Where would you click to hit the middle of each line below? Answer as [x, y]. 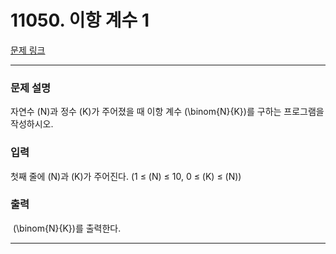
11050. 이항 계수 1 [80, 20]
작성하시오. [32, 124]
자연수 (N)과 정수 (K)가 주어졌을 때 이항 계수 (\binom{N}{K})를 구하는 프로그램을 [167, 112]
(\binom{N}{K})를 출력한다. [67, 228]
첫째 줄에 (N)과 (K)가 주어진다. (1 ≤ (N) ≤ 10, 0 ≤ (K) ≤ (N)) [126, 176]
